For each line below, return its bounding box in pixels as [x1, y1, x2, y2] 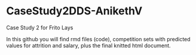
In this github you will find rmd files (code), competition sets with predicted [6, 35, 191, 42]
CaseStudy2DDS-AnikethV [6, 4, 143, 18]
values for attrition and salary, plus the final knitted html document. [6, 42, 171, 49]
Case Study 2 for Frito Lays [6, 24, 73, 31]
